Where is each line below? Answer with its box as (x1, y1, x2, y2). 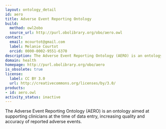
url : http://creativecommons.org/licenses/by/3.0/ (9, 81, 116, 86)
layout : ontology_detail (5, 7, 56, 12)
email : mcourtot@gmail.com (9, 40, 65, 44)
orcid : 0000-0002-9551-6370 (9, 48, 68, 53)
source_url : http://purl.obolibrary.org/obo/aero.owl (9, 30, 123, 35)
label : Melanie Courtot (9, 44, 58, 49)
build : (5, 21, 19, 26)
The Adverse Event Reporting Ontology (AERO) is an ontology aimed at (5, 108, 150, 114)
